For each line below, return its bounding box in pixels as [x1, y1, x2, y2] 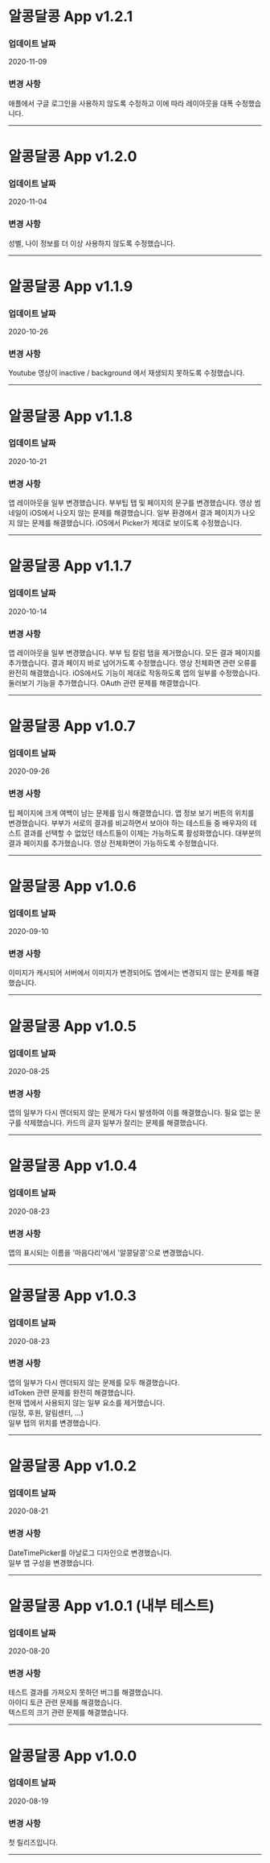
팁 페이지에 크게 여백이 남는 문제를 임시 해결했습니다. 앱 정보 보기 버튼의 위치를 [8, 807, 255, 818]
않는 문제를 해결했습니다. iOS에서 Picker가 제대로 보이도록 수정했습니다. [16, 518, 243, 528]
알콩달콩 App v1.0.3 [8, 1287, 137, 1305]
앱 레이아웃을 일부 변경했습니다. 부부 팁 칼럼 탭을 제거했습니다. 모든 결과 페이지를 [8, 648, 261, 658]
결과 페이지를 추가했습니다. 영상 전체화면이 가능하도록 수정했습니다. [8, 838, 219, 848]
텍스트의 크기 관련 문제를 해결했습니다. [8, 1707, 129, 1717]
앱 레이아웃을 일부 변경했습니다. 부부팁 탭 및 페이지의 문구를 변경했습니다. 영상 [8, 498, 253, 508]
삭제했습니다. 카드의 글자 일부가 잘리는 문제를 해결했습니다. [22, 1118, 208, 1128]
